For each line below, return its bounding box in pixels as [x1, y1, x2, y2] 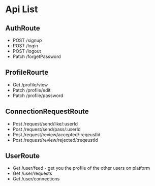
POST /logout [12, 48, 42, 54]
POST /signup [12, 37, 42, 43]
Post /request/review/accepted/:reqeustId [12, 131, 101, 138]
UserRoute [5, 151, 40, 161]
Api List [5, 4, 38, 15]
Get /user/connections [12, 176, 60, 182]
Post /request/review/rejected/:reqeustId [12, 137, 98, 143]
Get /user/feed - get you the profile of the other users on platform [12, 165, 150, 171]
